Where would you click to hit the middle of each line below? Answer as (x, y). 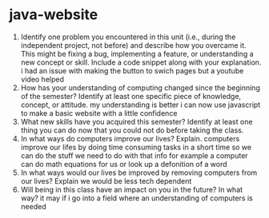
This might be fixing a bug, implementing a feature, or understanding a (137, 54)
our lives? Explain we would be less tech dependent (106, 180)
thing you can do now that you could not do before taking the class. (132, 130)
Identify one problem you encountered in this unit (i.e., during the (128, 37)
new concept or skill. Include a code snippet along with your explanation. (141, 62)
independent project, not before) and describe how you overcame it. (133, 45)
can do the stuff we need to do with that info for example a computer (134, 155)
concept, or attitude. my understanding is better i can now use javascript (141, 105)
